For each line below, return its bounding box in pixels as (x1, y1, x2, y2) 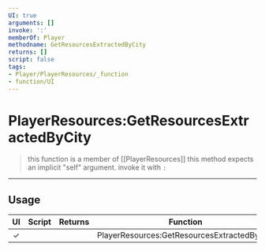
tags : (8, 63, 26, 71)
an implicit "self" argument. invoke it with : (27, 163, 167, 172)
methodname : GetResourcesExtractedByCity (8, 41, 147, 49)
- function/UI (8, 77, 55, 85)
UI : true (8, 11, 37, 20)
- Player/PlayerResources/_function (8, 70, 129, 78)
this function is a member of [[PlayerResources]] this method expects (27, 155, 254, 164)
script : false (8, 56, 55, 64)
